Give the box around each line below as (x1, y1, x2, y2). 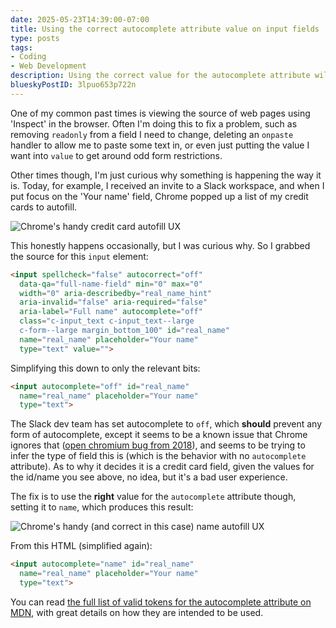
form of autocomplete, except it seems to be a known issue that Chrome (10, 429, 308, 441)
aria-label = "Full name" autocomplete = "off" (19, 307, 203, 317)
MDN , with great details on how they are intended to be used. (10, 606, 264, 618)
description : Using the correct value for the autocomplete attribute (10, 71, 311, 81)
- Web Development (10, 61, 87, 71)
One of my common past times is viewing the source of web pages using (10, 107, 311, 119)
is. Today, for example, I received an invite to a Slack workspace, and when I (10, 179, 325, 191)
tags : (10, 42, 33, 53)
